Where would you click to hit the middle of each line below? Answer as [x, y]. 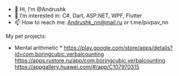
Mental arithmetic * [38, 48]
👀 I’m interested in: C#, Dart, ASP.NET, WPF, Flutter [78, 16]
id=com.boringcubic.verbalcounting [59, 54]
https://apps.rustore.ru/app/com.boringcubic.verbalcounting [90, 60]
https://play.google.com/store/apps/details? [118, 48]
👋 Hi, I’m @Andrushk [40, 9]
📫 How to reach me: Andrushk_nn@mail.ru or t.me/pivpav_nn [91, 22]
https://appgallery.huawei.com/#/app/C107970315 [77, 67]
